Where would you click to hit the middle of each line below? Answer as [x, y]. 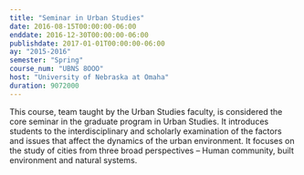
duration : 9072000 [44, 86]
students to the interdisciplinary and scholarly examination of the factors [146, 131]
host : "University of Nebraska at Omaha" [89, 77]
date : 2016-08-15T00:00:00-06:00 [73, 26]
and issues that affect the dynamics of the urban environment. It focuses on [152, 140]
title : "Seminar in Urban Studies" [77, 18]
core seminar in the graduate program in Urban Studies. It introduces [139, 121]
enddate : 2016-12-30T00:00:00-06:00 [79, 35]
